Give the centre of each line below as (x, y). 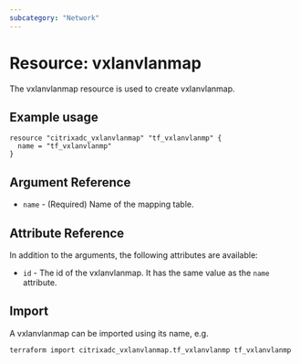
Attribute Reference (67, 233)
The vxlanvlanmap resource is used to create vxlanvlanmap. (122, 89)
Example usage (54, 117)
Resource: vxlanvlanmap (106, 63)
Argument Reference (70, 182)
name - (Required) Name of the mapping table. (108, 204)
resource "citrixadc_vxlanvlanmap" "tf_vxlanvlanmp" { (116, 138)
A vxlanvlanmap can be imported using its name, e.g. (109, 333)
